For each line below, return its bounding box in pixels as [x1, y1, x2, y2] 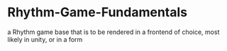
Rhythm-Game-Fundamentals [7, 4, 188, 21]
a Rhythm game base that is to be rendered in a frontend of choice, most [7, 28, 220, 36]
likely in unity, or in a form [7, 35, 83, 43]
